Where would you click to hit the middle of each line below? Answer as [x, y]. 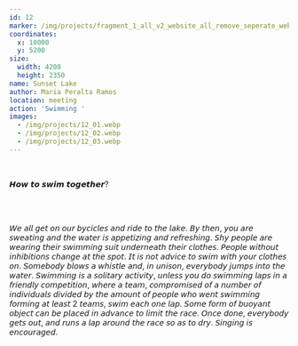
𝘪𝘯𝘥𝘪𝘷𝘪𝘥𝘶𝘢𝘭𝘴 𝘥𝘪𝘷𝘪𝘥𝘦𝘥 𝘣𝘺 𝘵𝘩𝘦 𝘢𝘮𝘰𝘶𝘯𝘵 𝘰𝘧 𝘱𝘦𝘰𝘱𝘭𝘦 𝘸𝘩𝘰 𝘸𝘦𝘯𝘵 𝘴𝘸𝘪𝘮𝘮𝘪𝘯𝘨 [134, 294]
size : [19, 59]
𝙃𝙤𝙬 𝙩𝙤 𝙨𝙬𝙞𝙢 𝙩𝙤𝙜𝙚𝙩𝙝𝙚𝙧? [59, 184]
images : [24, 117]
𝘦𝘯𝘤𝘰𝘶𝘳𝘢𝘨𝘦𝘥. [34, 332]
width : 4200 [39, 68]
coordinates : [33, 34]
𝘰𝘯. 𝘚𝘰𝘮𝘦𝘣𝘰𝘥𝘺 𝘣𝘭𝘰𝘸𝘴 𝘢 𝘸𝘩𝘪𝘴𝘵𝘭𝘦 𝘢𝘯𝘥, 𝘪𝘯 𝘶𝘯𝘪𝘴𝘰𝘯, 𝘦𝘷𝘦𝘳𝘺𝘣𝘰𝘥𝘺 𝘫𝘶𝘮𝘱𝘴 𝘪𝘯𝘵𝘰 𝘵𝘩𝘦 [147, 266]
